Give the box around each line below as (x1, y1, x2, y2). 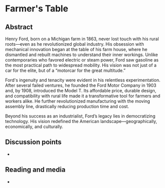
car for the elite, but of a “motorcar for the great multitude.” (5, 67, 126, 73)
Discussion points (5, 138, 62, 146)
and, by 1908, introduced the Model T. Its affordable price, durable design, (5, 88, 157, 93)
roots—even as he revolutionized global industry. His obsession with (5, 41, 144, 47)
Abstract (5, 23, 33, 31)
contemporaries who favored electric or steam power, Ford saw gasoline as (5, 57, 159, 63)
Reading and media (5, 166, 66, 174)
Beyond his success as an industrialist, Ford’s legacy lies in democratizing (5, 113, 156, 119)
